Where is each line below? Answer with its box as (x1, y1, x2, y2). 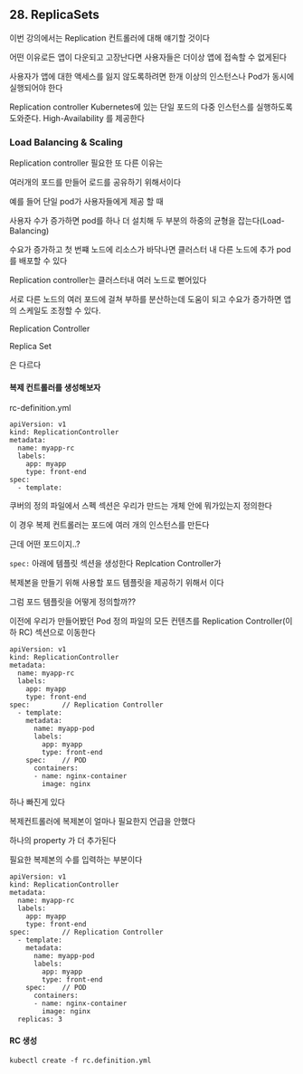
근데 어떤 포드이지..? (9, 538, 80, 550)
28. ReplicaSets (9, 7, 99, 23)
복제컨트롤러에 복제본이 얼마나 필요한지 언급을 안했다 (9, 816, 196, 827)
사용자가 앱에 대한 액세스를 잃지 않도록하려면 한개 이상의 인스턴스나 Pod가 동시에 (9, 71, 295, 81)
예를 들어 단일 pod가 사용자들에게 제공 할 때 (9, 196, 165, 207)
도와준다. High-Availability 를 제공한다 (9, 112, 145, 123)
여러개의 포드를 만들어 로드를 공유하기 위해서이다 (9, 176, 182, 188)
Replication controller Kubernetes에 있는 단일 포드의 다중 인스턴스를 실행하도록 (9, 101, 293, 112)
